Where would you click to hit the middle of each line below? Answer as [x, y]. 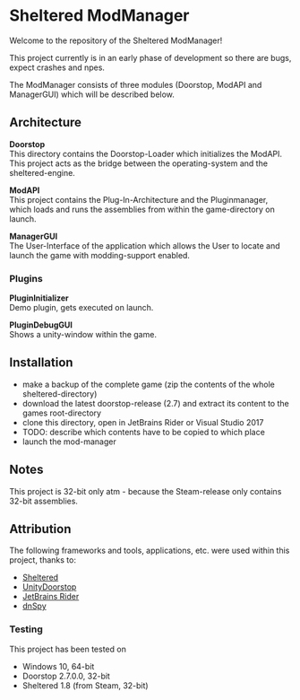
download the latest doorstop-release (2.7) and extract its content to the [155, 403]
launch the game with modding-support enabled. [100, 255]
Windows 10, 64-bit [58, 666]
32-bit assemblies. [44, 501]
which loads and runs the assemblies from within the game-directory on [142, 209]
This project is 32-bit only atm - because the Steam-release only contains [146, 491]
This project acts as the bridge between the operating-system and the [139, 163]
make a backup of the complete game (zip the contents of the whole [148, 384]
